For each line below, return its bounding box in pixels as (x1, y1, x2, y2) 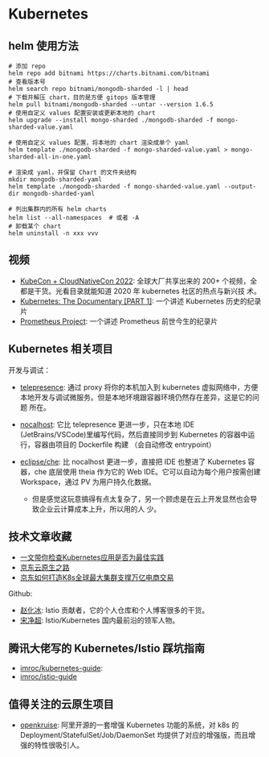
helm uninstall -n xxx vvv (8, 230, 99, 238)
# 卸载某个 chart (8, 222, 62, 230)
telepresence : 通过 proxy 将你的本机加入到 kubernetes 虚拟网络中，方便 (19, 382, 259, 391)
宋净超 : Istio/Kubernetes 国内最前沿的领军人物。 (19, 615, 180, 625)
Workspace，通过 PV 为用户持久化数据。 (19, 477, 157, 486)
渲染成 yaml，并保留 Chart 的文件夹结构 (15, 168, 137, 176)
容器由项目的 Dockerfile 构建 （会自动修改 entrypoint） (34, 440, 216, 449)
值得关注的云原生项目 (8, 697, 114, 711)
